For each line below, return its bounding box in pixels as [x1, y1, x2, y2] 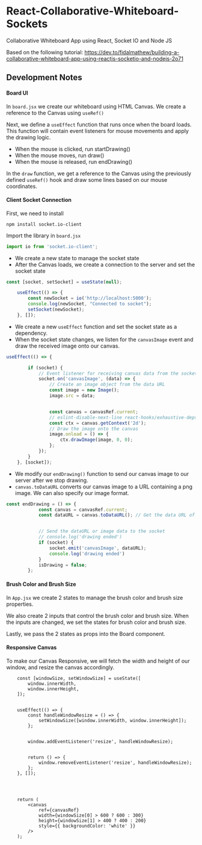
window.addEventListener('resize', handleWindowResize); [28, 738, 173, 744]
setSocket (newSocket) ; [28, 307, 85, 313]
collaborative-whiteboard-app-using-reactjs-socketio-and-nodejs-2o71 [6, 55, 183, 62]
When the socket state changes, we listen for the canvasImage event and [14, 335, 194, 343]
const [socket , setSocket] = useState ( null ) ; [6, 279, 122, 285]
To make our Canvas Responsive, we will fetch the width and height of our [6, 657, 191, 664]
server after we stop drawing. [14, 476, 88, 484]
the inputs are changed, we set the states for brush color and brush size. [6, 619, 186, 626]
